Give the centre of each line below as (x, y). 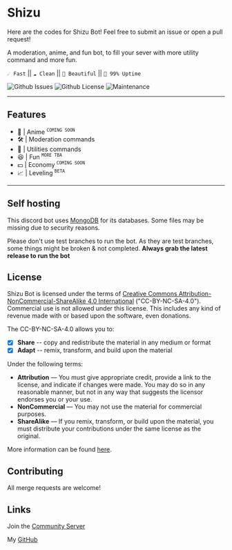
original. (29, 436)
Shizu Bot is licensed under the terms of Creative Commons (92, 294)
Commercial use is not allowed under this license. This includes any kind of (114, 308)
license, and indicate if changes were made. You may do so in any (111, 385)
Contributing (35, 471)
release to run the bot (39, 255)
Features (27, 115)
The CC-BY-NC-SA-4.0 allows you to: (61, 329)
